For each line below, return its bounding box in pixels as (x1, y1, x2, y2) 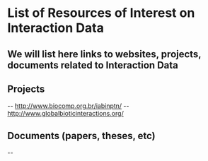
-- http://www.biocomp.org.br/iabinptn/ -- (7, 102, 129, 110)
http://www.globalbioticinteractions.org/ (7, 109, 124, 118)
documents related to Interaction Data (7, 59, 178, 71)
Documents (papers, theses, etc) (7, 129, 156, 142)
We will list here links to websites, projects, (7, 48, 202, 60)
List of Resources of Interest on (7, 5, 195, 21)
